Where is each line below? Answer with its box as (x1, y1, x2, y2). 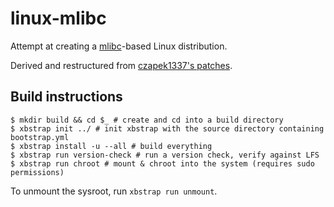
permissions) (10, 167, 65, 177)
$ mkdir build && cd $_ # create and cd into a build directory (10, 115, 284, 125)
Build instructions (10, 88, 123, 106)
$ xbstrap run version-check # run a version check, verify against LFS (10, 150, 320, 160)
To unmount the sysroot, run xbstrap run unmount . (10, 185, 218, 197)
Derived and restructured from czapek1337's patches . (10, 59, 233, 71)
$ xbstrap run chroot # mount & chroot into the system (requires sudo (10, 158, 315, 169)
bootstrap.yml (10, 132, 70, 142)
